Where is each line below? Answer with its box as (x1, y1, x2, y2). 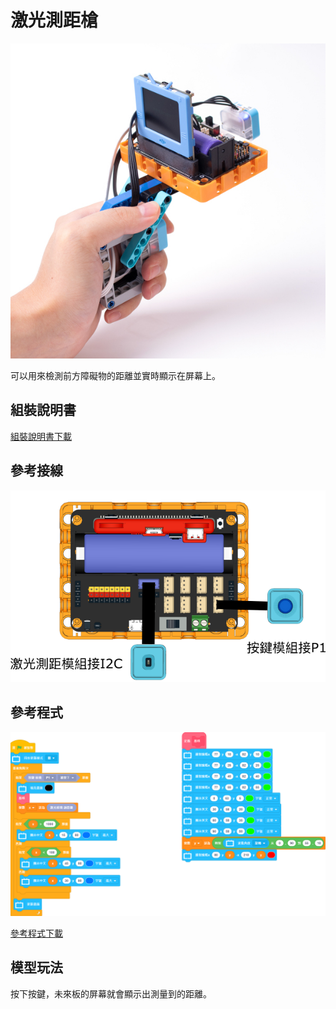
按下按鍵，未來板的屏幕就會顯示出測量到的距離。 (10, 987, 212, 1000)
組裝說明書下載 (10, 430, 72, 442)
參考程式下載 (10, 927, 63, 939)
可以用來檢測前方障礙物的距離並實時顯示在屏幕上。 (10, 369, 221, 381)
